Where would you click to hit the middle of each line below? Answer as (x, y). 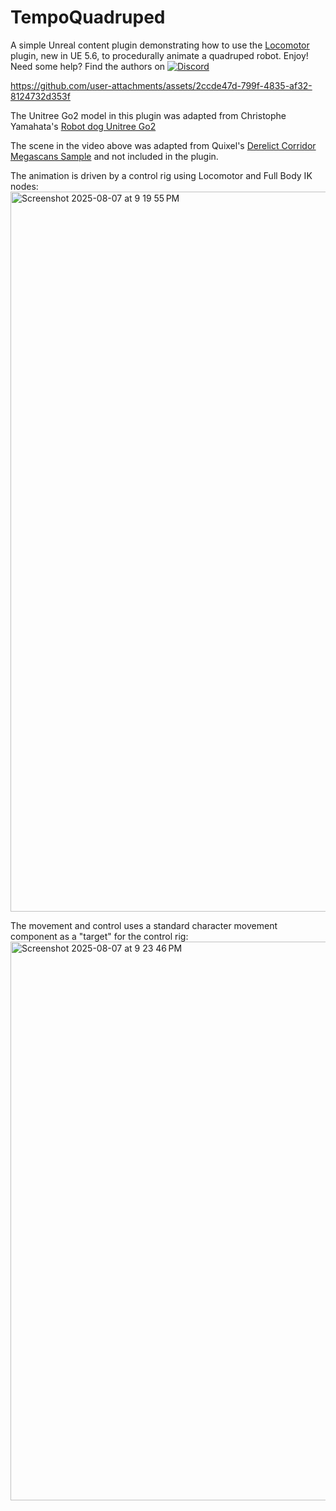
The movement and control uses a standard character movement (144, 925)
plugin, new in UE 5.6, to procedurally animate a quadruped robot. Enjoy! (159, 55)
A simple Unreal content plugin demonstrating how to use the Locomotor (160, 45)
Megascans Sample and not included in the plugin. (114, 156)
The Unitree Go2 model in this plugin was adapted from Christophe (148, 115)
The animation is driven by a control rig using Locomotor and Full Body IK (161, 175)
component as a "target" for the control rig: (99, 936)
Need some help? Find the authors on (88, 66)
